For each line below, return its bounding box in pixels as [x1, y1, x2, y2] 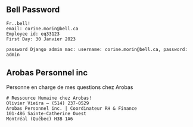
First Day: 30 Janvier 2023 [6, 36, 76, 42]
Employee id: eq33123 [6, 31, 60, 37]
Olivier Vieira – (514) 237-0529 [6, 100, 89, 106]
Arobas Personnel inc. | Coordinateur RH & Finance [6, 105, 137, 112]
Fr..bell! [6, 20, 31, 26]
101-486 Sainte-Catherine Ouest [6, 110, 86, 116]
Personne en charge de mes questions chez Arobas [6, 83, 133, 91]
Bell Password [6, 5, 60, 15]
